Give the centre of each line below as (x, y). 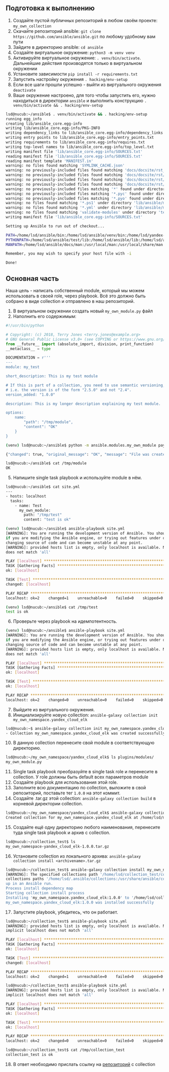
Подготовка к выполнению (50, 8)
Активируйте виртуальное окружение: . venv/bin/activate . (77, 58)
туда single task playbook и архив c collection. (62, 833)
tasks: (17, 501)
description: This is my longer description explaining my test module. (83, 404)
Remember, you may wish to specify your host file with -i (69, 254)
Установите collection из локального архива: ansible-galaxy (77, 856)
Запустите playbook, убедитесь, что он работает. (65, 912)
